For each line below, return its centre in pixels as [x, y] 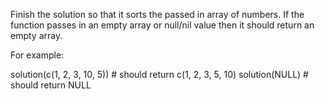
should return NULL [51, 85]
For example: [37, 55]
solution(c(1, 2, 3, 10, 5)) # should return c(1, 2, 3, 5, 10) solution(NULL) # [159, 74]
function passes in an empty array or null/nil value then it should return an [162, 25]
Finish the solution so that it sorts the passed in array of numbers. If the [157, 14]
